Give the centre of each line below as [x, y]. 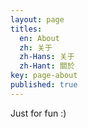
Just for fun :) [38, 113]
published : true [44, 85]
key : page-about [44, 76]
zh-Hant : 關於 [47, 66]
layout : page [37, 19]
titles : [26, 29]
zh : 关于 [36, 47]
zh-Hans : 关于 [47, 57]
